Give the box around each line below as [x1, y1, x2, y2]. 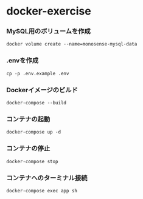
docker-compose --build [6, 100, 67, 106]
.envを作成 [6, 56, 39, 65]
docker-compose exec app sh [6, 187, 78, 194]
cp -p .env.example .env [6, 70, 69, 76]
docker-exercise [6, 4, 91, 18]
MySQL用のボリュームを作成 [6, 27, 91, 36]
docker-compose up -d [6, 129, 61, 135]
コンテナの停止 [6, 144, 51, 153]
